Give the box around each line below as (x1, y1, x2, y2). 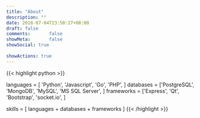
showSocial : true (6, 42, 50, 48)
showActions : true (6, 53, 52, 59)
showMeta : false (6, 36, 63, 42)
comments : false (6, 31, 63, 37)
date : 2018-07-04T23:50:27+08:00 (6, 20, 90, 26)
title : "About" (6, 8, 44, 15)
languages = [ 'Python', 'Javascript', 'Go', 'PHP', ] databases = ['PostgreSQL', (6, 81, 195, 88)
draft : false (6, 25, 39, 32)
